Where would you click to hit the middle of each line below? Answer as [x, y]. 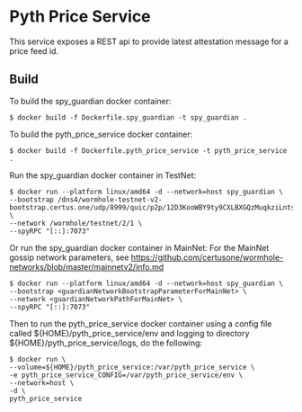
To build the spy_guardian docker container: [91, 101]
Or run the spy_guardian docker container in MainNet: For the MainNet [139, 247]
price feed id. [34, 50]
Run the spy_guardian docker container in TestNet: [102, 175]
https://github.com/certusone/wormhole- [207, 257]
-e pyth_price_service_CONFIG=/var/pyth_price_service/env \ [126, 375]
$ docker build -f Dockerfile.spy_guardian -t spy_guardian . [128, 117]
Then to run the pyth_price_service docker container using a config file [141, 323]
